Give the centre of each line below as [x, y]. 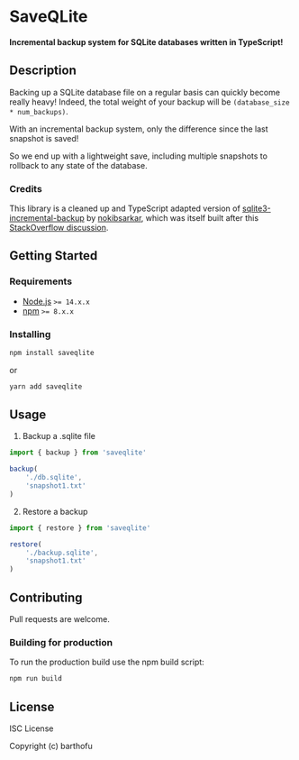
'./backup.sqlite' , [62, 553]
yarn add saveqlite [46, 386]
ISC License [32, 728]
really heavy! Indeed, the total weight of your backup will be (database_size [149, 102]
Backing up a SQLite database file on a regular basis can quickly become [145, 92]
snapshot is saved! [44, 138]
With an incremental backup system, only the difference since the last [139, 129]
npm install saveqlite [52, 353]
